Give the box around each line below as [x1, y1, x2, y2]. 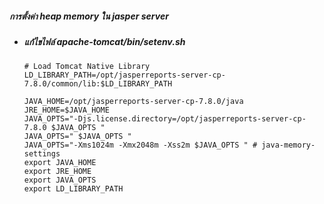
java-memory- [261, 140, 316, 151]
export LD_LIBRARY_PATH [23, 184, 124, 194]
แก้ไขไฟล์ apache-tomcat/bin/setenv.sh [23, 35, 186, 47]
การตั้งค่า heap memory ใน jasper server [9, 10, 169, 22]
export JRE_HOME [23, 167, 92, 177]
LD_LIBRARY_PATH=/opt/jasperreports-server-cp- [23, 70, 226, 81]
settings [23, 149, 61, 159]
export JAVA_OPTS [23, 175, 97, 186]
